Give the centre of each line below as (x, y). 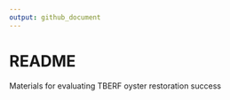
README (43, 61)
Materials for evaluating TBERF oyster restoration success (115, 86)
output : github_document (55, 17)
